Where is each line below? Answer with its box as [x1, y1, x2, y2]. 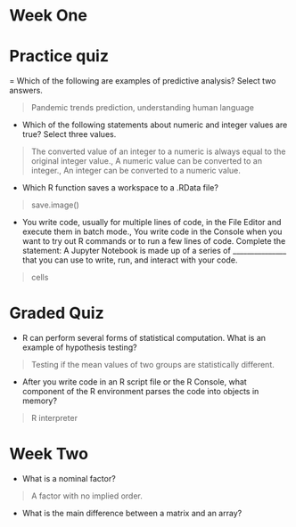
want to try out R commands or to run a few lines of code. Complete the [21, 236, 286, 247]
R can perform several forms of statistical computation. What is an [21, 333, 266, 344]
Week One [9, 5, 87, 26]
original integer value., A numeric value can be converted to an [30, 156, 263, 166]
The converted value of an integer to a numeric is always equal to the [30, 146, 286, 157]
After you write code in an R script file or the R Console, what [21, 377, 247, 387]
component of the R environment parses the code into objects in [21, 386, 259, 397]
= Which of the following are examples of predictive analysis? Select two [9, 76, 276, 86]
